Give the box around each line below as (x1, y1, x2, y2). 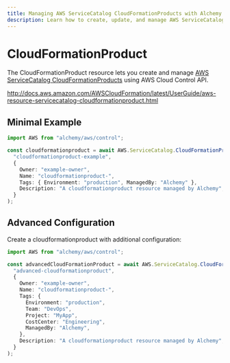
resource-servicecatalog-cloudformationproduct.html (7, 97, 159, 105)
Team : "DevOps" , (25, 305, 72, 312)
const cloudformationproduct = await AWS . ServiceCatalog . (7, 147, 176, 154)
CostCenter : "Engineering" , (25, 318, 106, 325)
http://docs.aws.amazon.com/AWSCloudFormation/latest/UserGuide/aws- (7, 89, 216, 97)
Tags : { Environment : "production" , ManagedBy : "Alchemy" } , (19, 179, 197, 186)
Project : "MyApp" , (25, 312, 78, 319)
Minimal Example (7, 116, 82, 128)
